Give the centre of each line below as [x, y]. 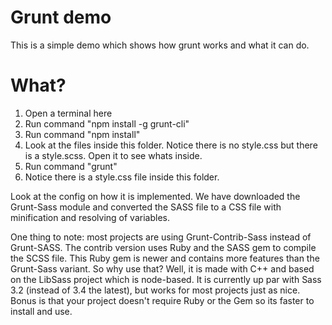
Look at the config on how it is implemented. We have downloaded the [155, 196]
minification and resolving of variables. [90, 217]
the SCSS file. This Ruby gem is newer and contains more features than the [165, 258]
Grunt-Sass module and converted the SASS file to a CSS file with [146, 207]
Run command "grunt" [71, 166]
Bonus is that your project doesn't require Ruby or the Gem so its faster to [162, 300]
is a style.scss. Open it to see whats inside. [113, 155]
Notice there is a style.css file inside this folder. [122, 177]
